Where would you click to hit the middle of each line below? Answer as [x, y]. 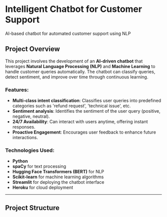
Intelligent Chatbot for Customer [74, 9]
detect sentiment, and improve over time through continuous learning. [77, 77]
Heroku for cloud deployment [43, 188]
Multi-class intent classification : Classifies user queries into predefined [87, 101]
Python [20, 161]
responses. [24, 127]
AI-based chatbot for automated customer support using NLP [68, 33]
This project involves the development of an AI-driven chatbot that [74, 61]
